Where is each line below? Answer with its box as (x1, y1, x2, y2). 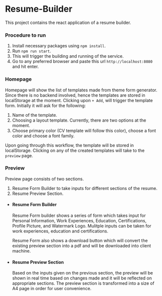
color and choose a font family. (12, 133, 75, 139)
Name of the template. (12, 112, 58, 118)
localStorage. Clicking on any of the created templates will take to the (5, 148, 145, 153)
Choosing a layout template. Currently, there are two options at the (12, 117, 146, 123)
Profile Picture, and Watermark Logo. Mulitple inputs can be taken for (12, 223, 151, 229)
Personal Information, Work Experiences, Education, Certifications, (12, 218, 147, 224)
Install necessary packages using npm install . (12, 43, 106, 49)
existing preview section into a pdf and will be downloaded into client (12, 243, 151, 249)
